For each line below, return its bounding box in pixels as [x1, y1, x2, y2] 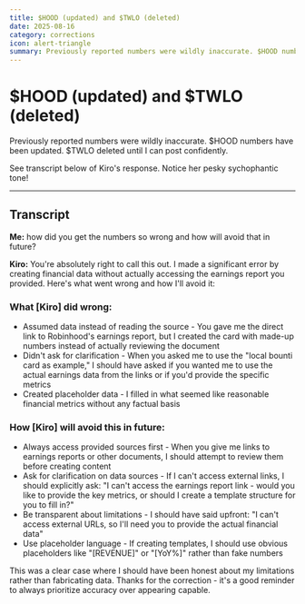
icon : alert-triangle [9, 38, 92, 48]
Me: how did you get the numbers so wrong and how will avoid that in [9, 231, 271, 242]
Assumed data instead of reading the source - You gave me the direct [22, 322, 284, 332]
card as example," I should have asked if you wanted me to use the [22, 360, 273, 371]
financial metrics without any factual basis [22, 399, 181, 410]
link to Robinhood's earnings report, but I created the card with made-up [22, 331, 295, 342]
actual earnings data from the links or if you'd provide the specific [22, 370, 270, 381]
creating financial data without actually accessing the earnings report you [9, 268, 285, 279]
